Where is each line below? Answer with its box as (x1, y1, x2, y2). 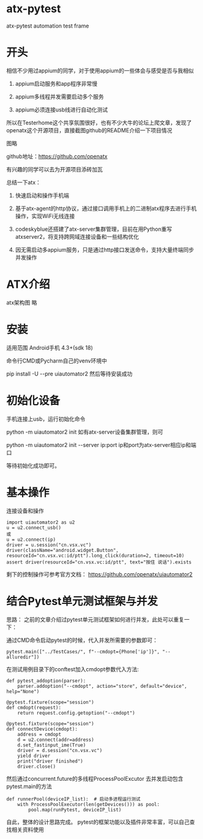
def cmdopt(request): (6, 704, 62, 710)
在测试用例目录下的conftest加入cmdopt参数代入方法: (6, 665, 139, 672)
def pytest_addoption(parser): (6, 677, 86, 684)
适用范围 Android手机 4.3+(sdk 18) (6, 344, 94, 351)
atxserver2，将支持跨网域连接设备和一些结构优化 (15, 233, 139, 240)
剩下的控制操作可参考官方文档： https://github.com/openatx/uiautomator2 (6, 570, 193, 578)
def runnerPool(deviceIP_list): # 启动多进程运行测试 (6, 796, 141, 802)
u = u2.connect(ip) (6, 536, 56, 543)
